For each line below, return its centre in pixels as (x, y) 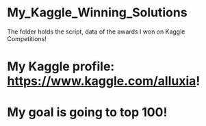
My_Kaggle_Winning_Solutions (97, 13)
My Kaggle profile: (61, 67)
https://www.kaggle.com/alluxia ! (104, 81)
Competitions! (27, 38)
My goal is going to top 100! (87, 113)
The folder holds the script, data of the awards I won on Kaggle (96, 32)
